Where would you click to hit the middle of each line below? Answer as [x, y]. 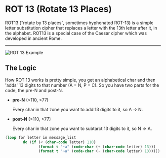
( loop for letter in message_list [41, 137]
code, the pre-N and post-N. [34, 90]
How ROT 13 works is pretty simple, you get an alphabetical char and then [80, 80]
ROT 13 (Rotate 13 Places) [59, 9]
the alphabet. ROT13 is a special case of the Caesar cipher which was [76, 33]
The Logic [21, 68]
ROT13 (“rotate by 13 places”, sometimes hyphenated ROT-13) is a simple [79, 23]
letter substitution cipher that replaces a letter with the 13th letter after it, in [81, 28]
